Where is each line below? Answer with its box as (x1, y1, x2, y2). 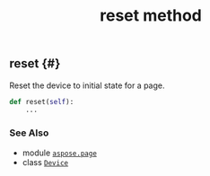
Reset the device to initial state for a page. (9, 80, 165, 91)
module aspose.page (22, 147, 97, 158)
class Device (22, 156, 69, 167)
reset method (100, 5, 202, 26)
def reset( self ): (9, 97, 74, 106)
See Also (9, 127, 49, 139)
